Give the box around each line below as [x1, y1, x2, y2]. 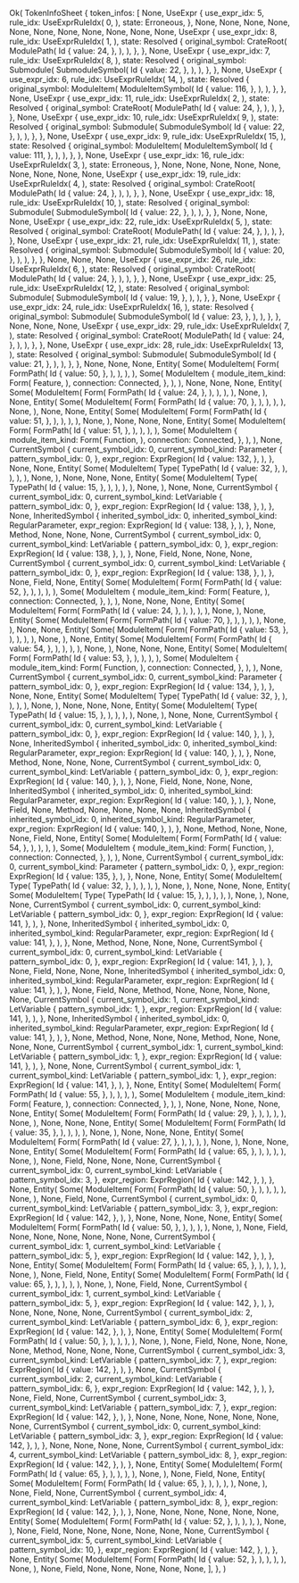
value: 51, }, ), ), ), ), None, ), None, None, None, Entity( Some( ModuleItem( [9, 415, 286, 426]
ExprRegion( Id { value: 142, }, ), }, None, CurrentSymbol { [9, 1364, 221, 1374]
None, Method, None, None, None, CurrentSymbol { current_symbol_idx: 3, [9, 1346, 286, 1355]
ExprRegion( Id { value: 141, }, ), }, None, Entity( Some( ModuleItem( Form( [9, 1079, 281, 1090]
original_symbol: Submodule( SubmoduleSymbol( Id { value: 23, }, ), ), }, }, [9, 312, 281, 321]
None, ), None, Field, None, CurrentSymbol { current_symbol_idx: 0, [9, 1194, 259, 1204]
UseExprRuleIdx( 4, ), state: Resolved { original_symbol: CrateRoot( [9, 179, 256, 188]
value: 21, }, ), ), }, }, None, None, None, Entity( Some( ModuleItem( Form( [9, 359, 279, 369]
